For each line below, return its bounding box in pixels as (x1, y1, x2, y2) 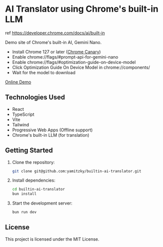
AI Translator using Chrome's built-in (5, 3, 159, 15)
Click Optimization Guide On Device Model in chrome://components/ (12, 64, 150, 70)
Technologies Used (5, 93, 65, 102)
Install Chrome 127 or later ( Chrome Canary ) (12, 49, 101, 55)
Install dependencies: (12, 177, 56, 184)
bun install (12, 191, 37, 196)
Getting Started (5, 146, 53, 155)
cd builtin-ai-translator (12, 187, 65, 192)
